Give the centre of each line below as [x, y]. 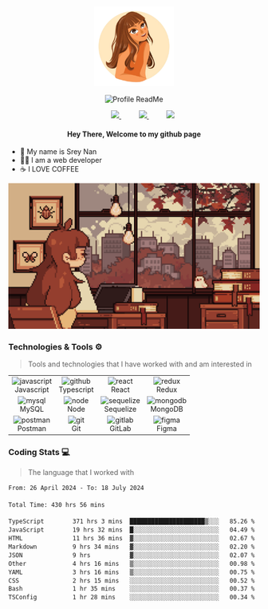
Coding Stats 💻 [39, 452]
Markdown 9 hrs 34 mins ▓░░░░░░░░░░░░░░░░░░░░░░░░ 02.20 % [132, 547]
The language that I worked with [81, 472]
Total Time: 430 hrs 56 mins [57, 504]
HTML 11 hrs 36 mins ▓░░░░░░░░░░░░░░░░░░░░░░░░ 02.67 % [132, 539]
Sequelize [120, 409]
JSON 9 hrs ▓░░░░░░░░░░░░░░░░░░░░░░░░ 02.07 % [132, 555]
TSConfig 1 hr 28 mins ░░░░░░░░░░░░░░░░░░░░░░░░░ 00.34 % [132, 597]
